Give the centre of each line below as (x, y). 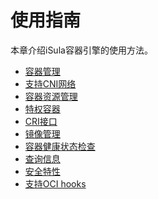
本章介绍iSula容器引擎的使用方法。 (81, 50)
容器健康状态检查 (60, 146)
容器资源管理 (51, 96)
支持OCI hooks (55, 183)
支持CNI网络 (50, 83)
